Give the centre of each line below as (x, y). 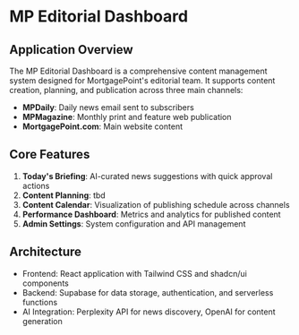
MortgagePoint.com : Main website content (103, 126)
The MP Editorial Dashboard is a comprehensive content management (138, 71)
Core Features (50, 155)
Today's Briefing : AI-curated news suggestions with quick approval (147, 176)
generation (42, 321)
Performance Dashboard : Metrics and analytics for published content (151, 214)
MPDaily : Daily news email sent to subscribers (108, 107)
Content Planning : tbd (64, 195)
